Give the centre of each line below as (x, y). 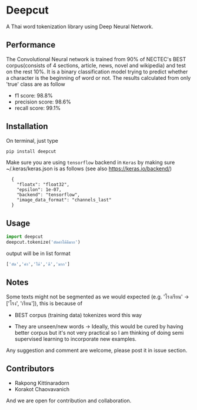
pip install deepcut (31, 151)
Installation (27, 127)
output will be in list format (38, 253)
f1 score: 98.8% (34, 95)
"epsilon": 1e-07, (39, 190)
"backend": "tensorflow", (49, 195)
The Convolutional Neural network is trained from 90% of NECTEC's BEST (96, 59)
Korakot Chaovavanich (42, 389)
